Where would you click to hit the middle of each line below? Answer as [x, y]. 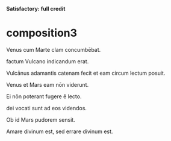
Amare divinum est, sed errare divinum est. [60, 131]
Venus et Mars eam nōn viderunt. [48, 84]
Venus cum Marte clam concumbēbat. [54, 49]
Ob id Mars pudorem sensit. [41, 119]
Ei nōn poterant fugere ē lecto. [44, 96]
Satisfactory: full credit [36, 9]
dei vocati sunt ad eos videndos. [47, 108]
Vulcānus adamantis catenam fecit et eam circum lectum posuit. [86, 73]
